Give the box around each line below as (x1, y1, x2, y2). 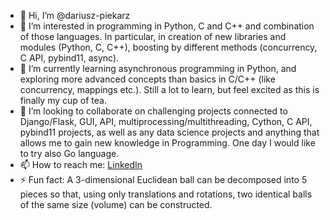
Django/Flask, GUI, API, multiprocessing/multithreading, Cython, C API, (19, 116, 313, 127)
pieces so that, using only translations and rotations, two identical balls (19, 188, 313, 200)
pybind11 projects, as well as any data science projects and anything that (19, 126, 320, 138)
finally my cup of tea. (19, 95, 107, 106)
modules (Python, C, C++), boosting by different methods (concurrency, (19, 41, 318, 53)
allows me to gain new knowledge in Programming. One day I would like (19, 137, 316, 149)
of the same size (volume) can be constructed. (19, 199, 213, 210)
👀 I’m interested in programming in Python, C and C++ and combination (19, 20, 315, 32)
